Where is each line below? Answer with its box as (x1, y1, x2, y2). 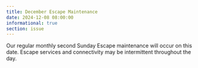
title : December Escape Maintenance (6, 8, 98, 15)
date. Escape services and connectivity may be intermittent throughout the (6, 49, 191, 56)
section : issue (6, 25, 44, 32)
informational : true (6, 20, 58, 26)
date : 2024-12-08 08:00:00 (6, 14, 74, 20)
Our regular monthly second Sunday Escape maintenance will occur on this (6, 42, 193, 49)
